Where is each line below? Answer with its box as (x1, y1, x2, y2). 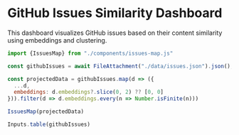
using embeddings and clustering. (7, 36, 107, 44)
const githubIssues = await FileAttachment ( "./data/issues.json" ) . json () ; (7, 63, 234, 70)
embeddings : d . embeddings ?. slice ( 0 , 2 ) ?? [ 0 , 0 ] (14, 89, 164, 96)
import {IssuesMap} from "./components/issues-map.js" (7, 50, 174, 57)
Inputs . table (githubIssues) (7, 121, 91, 129)
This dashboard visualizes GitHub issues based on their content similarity (7, 28, 223, 37)
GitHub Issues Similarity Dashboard (7, 5, 223, 21)
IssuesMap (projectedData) (7, 108, 84, 115)
